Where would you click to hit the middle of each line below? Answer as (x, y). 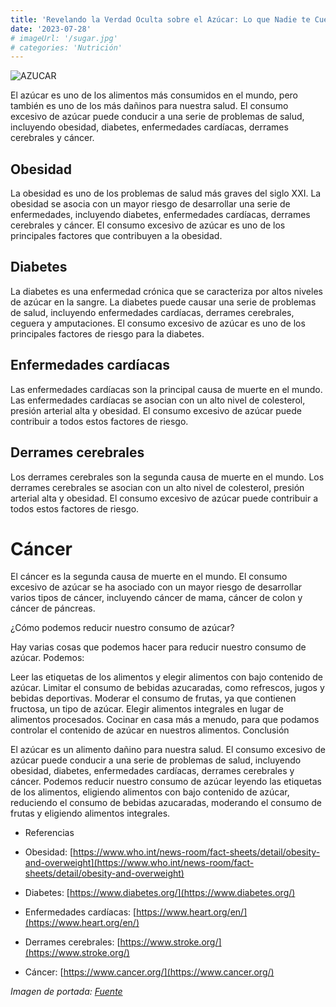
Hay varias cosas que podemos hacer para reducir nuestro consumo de (158, 647)
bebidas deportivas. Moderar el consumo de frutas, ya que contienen (153, 698)
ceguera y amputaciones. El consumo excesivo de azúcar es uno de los (158, 323)
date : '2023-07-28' (51, 29)
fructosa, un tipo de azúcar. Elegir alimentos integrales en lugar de (147, 709)
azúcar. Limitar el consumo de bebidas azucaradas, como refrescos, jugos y (167, 688)
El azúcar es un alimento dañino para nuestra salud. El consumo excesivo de (168, 750)
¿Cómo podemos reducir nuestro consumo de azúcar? (122, 628)
